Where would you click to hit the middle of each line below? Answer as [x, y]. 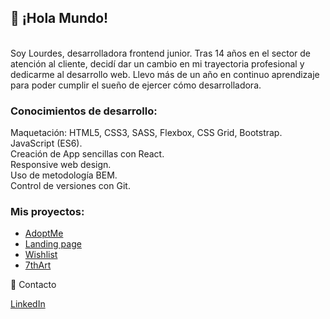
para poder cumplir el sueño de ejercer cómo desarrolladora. [136, 85]
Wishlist [41, 255]
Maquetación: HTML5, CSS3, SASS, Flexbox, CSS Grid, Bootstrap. [146, 133]
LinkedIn [28, 304]
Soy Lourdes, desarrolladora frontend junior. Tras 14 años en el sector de [161, 53]
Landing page [53, 244]
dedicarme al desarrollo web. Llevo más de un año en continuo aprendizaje [165, 74]
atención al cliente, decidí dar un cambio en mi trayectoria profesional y [157, 63]
